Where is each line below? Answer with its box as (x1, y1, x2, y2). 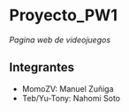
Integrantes (9, 60, 75, 75)
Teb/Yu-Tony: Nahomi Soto (21, 93, 121, 103)
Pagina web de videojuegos (9, 34, 111, 45)
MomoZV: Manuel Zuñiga (21, 83, 114, 93)
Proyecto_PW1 (9, 5, 118, 26)
